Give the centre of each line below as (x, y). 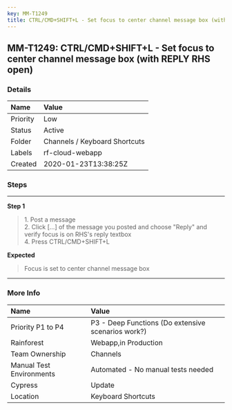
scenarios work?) (119, 331)
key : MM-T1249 (28, 14)
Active (54, 130)
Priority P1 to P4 (37, 327)
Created (24, 164)
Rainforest (27, 342)
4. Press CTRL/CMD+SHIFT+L (67, 242)
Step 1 (16, 206)
